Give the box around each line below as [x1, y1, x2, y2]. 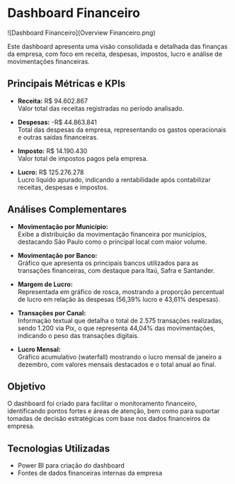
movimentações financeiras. [7, 57, 90, 65]
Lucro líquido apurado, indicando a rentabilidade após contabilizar [17, 175, 211, 184]
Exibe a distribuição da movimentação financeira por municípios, [17, 230, 207, 238]
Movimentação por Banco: [17, 251, 98, 259]
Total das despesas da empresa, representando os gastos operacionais [17, 125, 227, 134]
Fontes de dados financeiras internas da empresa [17, 469, 163, 478]
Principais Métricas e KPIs [7, 78, 126, 90]
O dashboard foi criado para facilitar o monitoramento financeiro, [7, 399, 197, 408]
